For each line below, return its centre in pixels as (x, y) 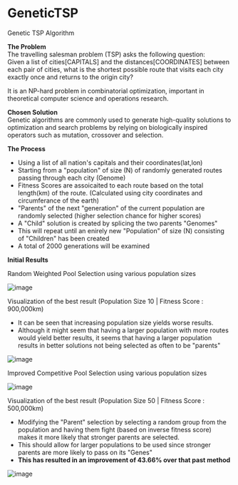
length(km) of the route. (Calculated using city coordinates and (110, 193)
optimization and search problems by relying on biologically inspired (108, 127)
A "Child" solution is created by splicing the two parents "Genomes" (118, 223)
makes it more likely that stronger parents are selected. (99, 437)
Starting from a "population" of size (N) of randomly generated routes (120, 170)
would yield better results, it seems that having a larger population (115, 337)
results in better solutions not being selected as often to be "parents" (119, 345)
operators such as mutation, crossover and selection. (86, 135)
